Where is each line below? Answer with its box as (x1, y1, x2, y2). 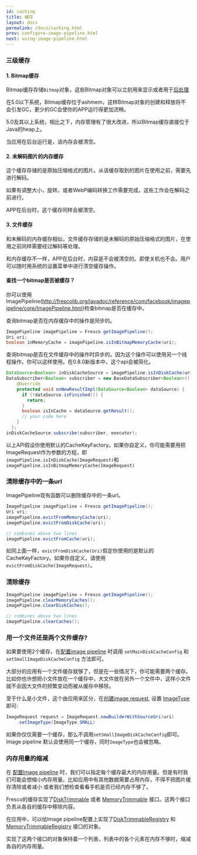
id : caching (6, 8, 35, 15)
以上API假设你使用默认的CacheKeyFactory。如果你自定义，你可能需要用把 (6, 441, 186, 448)
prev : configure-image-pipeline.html (6, 31, 98, 36)
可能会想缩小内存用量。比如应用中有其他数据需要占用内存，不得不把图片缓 (11, 776, 191, 783)
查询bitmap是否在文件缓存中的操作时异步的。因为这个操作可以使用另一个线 (6, 351, 188, 358)
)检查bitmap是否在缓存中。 (82, 305, 148, 312)
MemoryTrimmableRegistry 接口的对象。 (6, 823, 104, 830)
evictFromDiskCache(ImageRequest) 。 (6, 562, 96, 569)
